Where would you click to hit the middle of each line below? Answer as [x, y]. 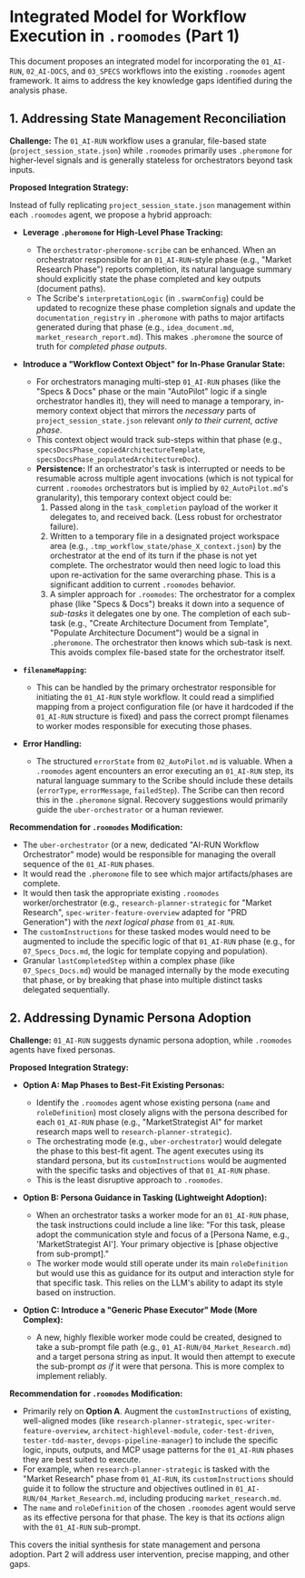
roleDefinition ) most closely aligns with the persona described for [162, 1112]
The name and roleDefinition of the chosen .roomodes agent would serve [159, 1507]
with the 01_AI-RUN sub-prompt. [81, 1527]
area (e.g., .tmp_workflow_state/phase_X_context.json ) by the [165, 545]
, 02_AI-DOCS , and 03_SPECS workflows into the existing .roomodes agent [153, 71]
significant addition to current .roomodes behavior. [143, 584]
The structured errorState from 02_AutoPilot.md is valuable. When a [164, 761]
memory [52, 410]
